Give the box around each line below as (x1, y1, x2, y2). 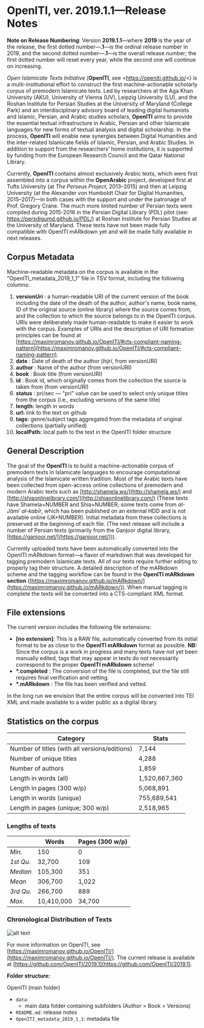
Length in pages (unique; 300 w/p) (10, 804, 110, 812)
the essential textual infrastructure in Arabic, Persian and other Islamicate (7, 119, 190, 126)
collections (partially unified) (15, 421, 87, 429)
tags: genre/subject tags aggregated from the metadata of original (15, 415, 182, 423)
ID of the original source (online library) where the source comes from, (15, 305, 192, 313)
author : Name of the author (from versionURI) (15, 364, 132, 371)
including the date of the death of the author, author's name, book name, (15, 299, 197, 307)
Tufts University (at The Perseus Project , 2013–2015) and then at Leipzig (7, 183, 187, 190)
